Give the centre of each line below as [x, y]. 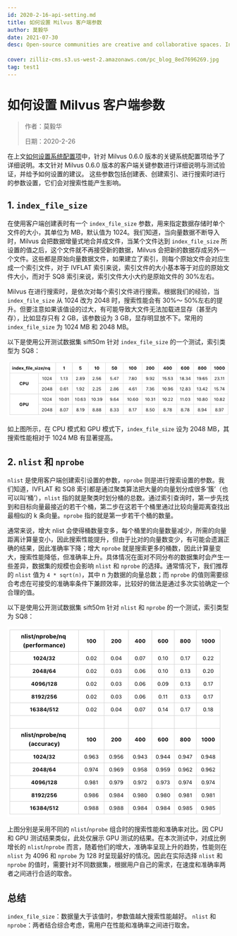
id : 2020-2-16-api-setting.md [52, 15]
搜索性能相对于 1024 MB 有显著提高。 [62, 438]
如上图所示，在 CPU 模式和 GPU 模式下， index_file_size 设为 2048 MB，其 [119, 428]
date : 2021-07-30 [33, 37]
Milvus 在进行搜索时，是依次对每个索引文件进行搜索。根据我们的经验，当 [114, 291]
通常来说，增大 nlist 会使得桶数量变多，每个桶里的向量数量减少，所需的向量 [117, 531]
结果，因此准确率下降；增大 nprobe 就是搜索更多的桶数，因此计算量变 [120, 549]
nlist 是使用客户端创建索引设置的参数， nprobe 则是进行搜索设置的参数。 [113, 480]
